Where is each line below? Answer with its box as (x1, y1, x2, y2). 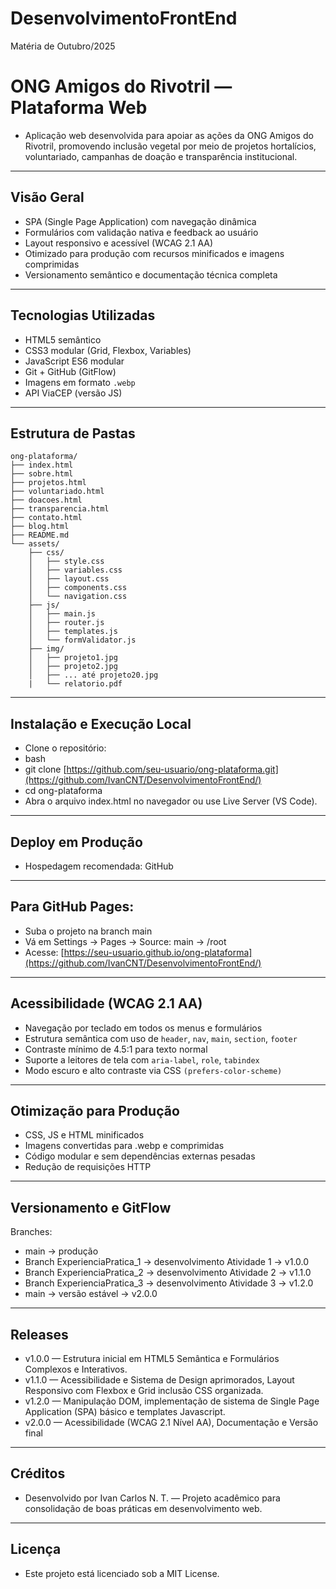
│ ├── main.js (28, 609, 97, 619)
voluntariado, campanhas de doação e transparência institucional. (24, 150, 298, 162)
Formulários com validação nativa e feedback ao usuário (24, 226, 259, 238)
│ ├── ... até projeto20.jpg (28, 670, 159, 681)
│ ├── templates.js (28, 627, 118, 637)
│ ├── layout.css (28, 574, 110, 584)
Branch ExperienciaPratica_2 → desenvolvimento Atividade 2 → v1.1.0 (24, 1267, 312, 1279)
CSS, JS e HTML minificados (24, 1129, 145, 1141)
